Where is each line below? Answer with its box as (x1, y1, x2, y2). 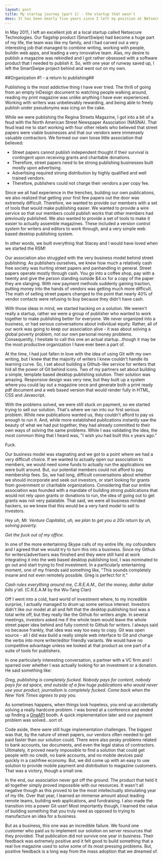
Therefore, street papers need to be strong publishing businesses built (12, 160, 154, 165)
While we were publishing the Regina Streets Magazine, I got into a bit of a (5, 114, 154, 120)
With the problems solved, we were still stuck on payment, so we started (5, 402, 150, 407)
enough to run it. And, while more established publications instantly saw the (5, 417, 157, 423)
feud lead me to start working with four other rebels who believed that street (5, 125, 158, 130)
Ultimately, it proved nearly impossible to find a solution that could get (5, 747, 145, 753)
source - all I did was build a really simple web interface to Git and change (5, 632, 153, 638)
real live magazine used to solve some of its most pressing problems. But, (5, 843, 153, 849)
